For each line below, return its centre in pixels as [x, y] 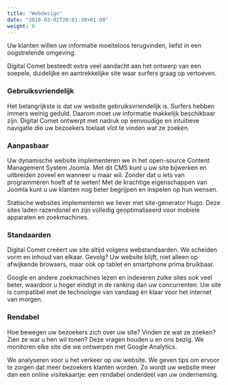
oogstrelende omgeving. [42, 53]
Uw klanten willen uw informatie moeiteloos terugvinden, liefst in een [104, 46]
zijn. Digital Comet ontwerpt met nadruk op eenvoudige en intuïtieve [103, 120]
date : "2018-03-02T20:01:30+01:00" [58, 20]
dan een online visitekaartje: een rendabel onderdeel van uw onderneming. [113, 374]
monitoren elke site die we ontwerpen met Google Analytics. [92, 347]
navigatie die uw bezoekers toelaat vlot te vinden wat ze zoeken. [98, 128]
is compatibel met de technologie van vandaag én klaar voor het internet [110, 292]
